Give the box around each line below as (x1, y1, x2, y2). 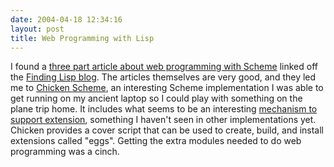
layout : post (10, 24, 65, 34)
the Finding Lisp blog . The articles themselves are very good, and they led (10, 71, 317, 83)
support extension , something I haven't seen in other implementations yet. (10, 114, 317, 126)
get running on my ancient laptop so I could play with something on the (10, 92, 303, 105)
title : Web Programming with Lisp (10, 33, 155, 43)
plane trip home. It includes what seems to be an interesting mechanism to (10, 103, 318, 115)
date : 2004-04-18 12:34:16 (10, 14, 123, 25)
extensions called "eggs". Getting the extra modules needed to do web (10, 135, 302, 147)
